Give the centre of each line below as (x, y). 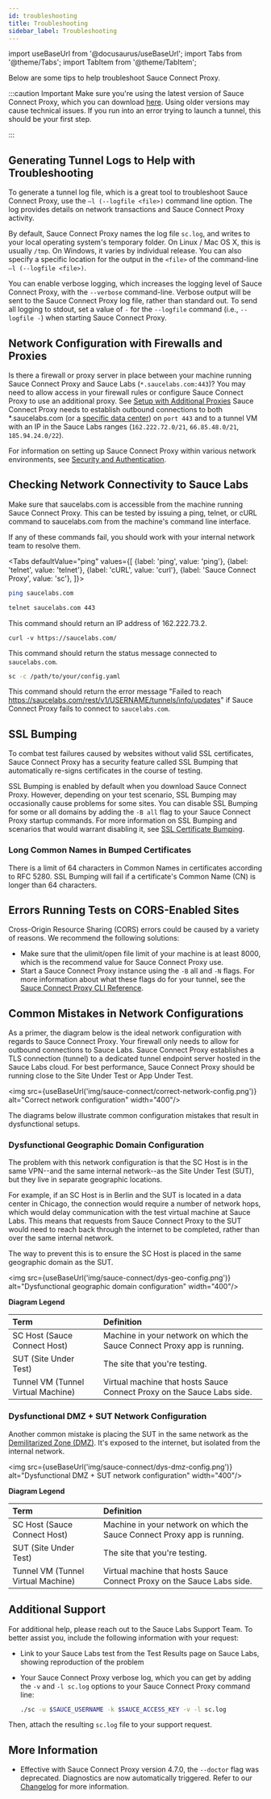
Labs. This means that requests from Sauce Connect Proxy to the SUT (125, 1221)
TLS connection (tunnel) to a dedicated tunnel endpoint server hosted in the (134, 1058)
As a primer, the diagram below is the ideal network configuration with (125, 1033)
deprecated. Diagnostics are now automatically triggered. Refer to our (136, 1778)
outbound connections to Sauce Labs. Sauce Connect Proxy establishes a (131, 1050)
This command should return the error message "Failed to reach (115, 691)
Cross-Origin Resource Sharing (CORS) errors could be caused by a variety (134, 929)
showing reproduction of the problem (82, 1662)
